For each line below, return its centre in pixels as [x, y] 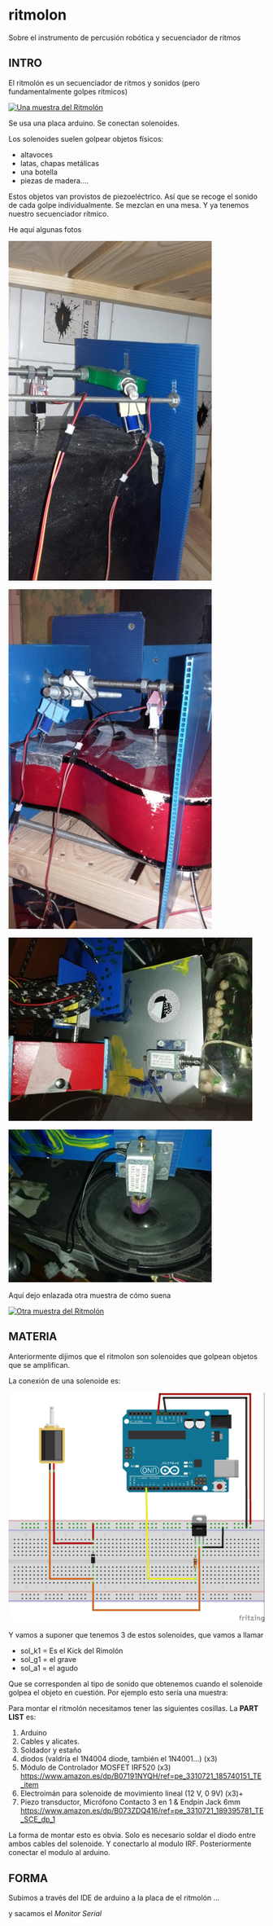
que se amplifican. [39, 1365]
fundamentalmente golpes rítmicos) [68, 91]
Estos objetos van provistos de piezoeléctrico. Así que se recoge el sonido [133, 196]
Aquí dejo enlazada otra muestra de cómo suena [90, 1295]
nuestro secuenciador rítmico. [59, 213]
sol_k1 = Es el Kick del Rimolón [71, 1651]
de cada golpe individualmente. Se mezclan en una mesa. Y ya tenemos [129, 204]
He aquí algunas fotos [45, 229]
